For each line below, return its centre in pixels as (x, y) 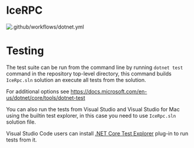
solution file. (21, 122)
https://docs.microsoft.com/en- (109, 91)
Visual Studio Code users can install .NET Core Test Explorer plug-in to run (97, 133)
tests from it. (22, 140)
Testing (25, 51)
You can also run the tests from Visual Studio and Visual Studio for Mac (93, 109)
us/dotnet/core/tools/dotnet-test (46, 97)
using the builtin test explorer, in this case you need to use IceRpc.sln (91, 115)
